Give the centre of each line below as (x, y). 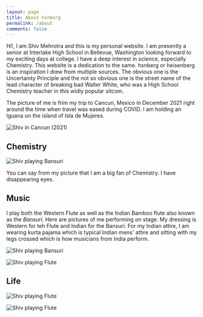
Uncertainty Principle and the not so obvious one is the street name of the (98, 78)
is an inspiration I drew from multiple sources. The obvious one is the (92, 72)
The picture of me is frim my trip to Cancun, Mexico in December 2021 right (101, 103)
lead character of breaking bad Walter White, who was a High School (92, 85)
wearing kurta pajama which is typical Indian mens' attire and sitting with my (101, 232)
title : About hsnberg (34, 18)
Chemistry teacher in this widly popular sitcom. (65, 91)
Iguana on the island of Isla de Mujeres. (55, 116)
